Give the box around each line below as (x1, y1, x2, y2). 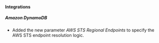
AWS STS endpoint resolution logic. (12, 32, 84, 38)
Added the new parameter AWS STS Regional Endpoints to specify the (12, 27, 155, 33)
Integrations (5, 4, 31, 10)
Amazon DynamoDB (5, 15, 47, 21)
